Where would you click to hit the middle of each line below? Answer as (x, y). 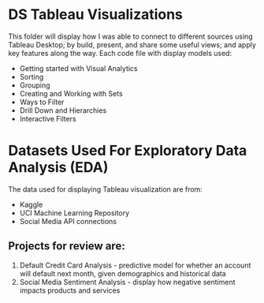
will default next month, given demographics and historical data (123, 273)
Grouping (35, 85)
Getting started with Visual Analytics (78, 68)
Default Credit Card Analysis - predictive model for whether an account (135, 265)
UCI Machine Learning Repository (74, 213)
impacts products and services (70, 290)
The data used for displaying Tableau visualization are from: (105, 189)
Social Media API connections (68, 221)
